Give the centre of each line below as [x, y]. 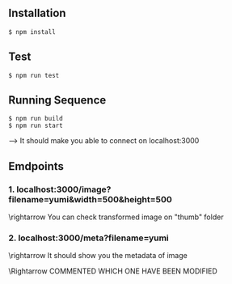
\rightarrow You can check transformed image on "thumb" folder [116, 217]
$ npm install [32, 32]
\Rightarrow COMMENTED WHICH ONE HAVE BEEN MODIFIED [113, 271]
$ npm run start [36, 126]
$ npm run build [36, 119]
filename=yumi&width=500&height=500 [90, 199]
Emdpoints [36, 166]
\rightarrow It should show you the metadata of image [98, 256]
